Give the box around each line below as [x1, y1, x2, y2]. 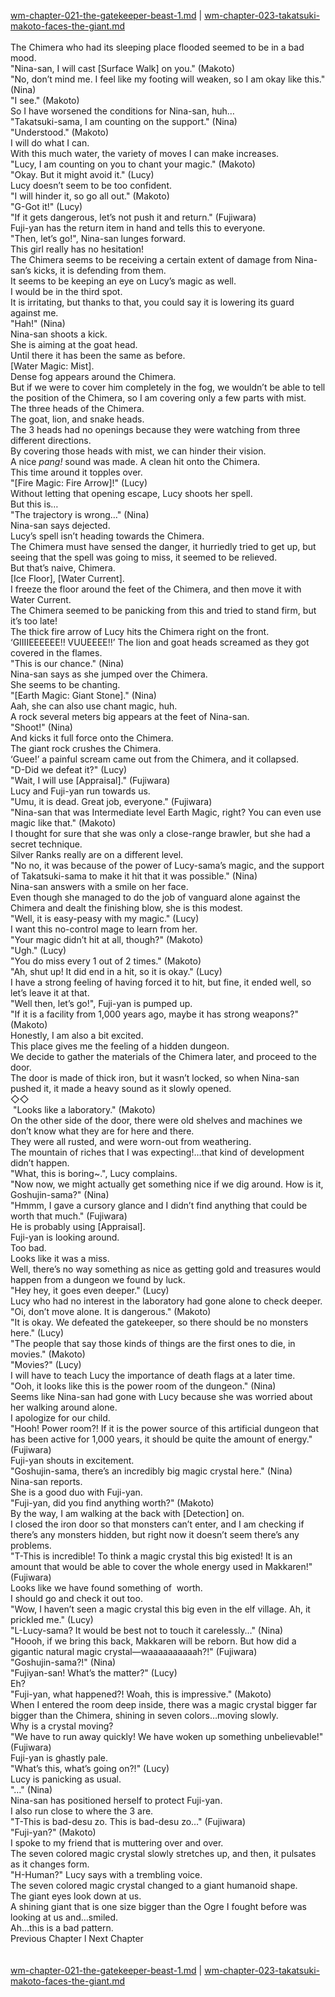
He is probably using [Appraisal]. [10, 1221, 146, 1232]
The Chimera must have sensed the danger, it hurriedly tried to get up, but [10, 541, 317, 552]
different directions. [10, 435, 92, 446]
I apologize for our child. [10, 1412, 111, 1424]
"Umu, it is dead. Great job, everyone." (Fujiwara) [10, 796, 213, 807]
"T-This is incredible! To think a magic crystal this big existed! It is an [10, 1550, 293, 1562]
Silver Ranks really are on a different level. [10, 849, 184, 860]
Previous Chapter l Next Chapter [10, 1933, 144, 1944]
